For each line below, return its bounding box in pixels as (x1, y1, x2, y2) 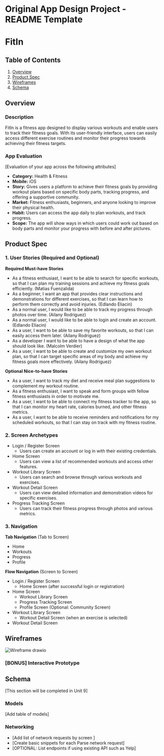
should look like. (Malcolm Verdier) (12, 343, 82, 349)
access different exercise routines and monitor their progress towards (5, 135, 146, 141)
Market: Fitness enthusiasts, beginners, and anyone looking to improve (12, 199, 156, 205)
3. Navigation (5, 523, 38, 530)
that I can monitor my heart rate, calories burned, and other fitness (12, 404, 147, 410)
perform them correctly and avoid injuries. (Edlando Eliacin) (12, 301, 133, 307)
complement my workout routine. (12, 383, 79, 389)
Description (5, 113, 34, 120)
